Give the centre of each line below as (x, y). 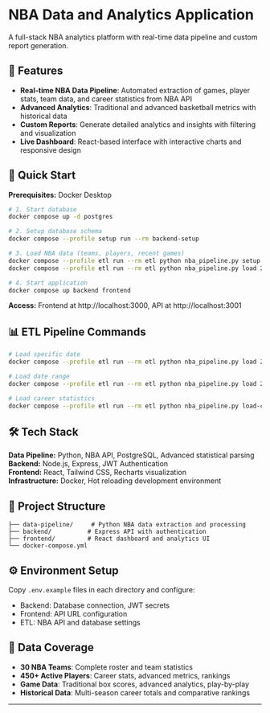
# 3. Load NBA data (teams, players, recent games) (96, 254)
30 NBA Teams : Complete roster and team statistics (106, 667)
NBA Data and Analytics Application (131, 15)
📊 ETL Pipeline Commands (77, 332)
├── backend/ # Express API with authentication (107, 532)
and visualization (48, 133)
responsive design (51, 150)
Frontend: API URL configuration (74, 613)
